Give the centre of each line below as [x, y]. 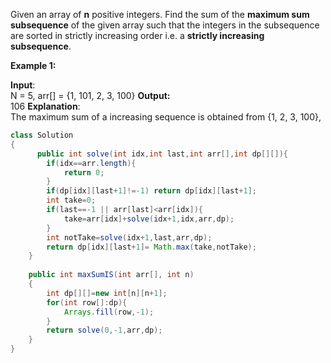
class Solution [42, 135]
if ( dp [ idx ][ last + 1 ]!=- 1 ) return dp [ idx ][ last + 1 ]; [151, 191]
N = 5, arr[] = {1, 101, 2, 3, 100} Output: [90, 95]
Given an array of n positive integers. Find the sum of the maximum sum [160, 14]
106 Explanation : [45, 106]
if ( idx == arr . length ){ [91, 163]
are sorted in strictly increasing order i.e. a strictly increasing [137, 35]
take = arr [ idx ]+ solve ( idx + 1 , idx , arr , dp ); [149, 219]
